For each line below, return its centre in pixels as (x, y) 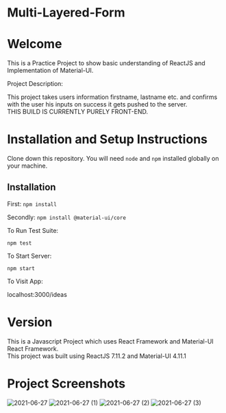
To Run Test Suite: (33, 230)
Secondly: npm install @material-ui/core (67, 217)
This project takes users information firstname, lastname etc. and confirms (112, 97)
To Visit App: (25, 281)
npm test (20, 243)
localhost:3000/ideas (37, 294)
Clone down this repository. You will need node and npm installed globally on (113, 159)
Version (30, 323)
